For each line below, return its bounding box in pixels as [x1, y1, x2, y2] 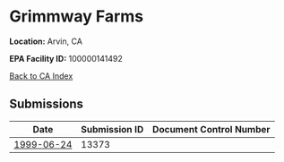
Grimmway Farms [9, 6, 144, 27]
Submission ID [80, 123, 144, 135]
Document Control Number [151, 123, 271, 135]
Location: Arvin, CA [9, 36, 83, 47]
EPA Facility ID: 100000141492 [9, 53, 124, 64]
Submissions [9, 97, 83, 112]
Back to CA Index [9, 70, 73, 81]
